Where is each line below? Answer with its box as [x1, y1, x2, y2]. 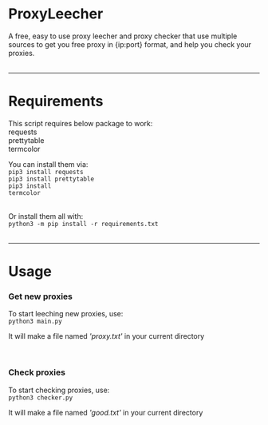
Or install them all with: [8, 211, 84, 220]
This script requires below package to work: [8, 118, 153, 128]
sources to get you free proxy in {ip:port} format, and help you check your [8, 39, 252, 49]
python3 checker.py [8, 393, 73, 402]
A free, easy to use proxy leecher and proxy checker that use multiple [8, 31, 238, 41]
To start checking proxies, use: [8, 385, 110, 395]
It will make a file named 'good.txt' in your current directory [8, 407, 203, 417]
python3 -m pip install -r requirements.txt [8, 220, 159, 228]
